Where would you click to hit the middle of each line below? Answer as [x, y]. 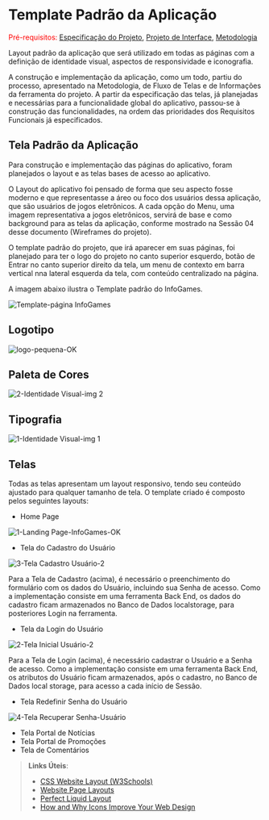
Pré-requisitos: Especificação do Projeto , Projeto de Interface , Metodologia [133, 37]
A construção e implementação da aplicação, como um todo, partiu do [125, 77]
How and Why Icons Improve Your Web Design [118, 807]
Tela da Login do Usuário [62, 629]
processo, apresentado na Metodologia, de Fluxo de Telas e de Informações [135, 86]
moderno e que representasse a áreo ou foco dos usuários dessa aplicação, [135, 197]
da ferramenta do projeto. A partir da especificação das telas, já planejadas [133, 94]
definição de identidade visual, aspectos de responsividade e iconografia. [131, 61]
